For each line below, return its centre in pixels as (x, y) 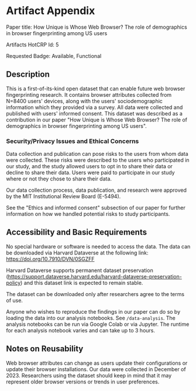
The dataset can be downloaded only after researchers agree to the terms (95, 294)
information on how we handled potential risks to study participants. (88, 214)
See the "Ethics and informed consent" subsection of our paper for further (96, 208)
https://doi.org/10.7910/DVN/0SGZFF (50, 259)
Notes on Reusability (45, 349)
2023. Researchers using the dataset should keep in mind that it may (89, 375)
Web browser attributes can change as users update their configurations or (97, 363)
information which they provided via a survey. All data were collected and (94, 107)
